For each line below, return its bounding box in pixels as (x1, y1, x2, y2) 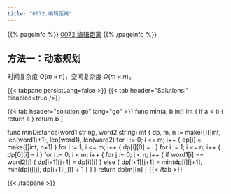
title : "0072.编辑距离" (7, 10, 72, 17)
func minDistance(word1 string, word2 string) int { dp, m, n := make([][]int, (7, 128, 221, 137)
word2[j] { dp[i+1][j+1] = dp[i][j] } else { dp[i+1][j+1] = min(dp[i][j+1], (7, 158, 203, 166)
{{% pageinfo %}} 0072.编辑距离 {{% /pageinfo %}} (7, 30, 157, 38)
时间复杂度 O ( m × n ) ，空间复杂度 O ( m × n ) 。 (7, 73, 135, 81)
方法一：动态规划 (7, 53, 81, 65)
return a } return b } (7, 114, 64, 123)
